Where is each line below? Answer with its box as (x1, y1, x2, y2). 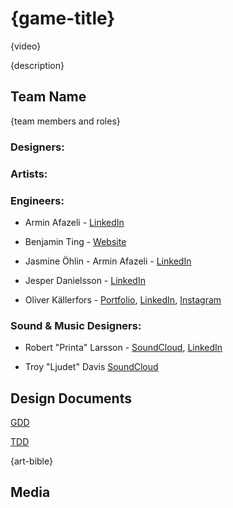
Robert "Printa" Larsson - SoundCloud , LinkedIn (24, 342, 223, 354)
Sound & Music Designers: (10, 318, 142, 332)
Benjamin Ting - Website (24, 235, 127, 247)
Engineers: (10, 193, 65, 207)
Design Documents (10, 390, 132, 407)
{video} (10, 40, 42, 52)
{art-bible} (10, 455, 53, 467)
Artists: (10, 167, 48, 181)
